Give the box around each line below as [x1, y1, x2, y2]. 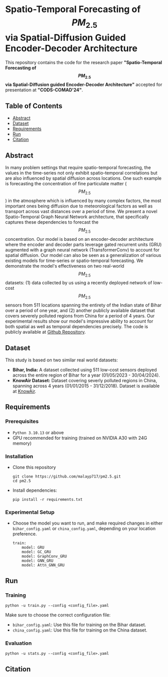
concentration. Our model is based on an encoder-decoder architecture [5, 236, 154, 242]
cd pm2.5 [12, 478, 31, 483]
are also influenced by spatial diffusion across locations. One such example [5, 175, 162, 181]
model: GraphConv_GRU [22, 554, 67, 559]
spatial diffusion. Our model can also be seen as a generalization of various [5, 252, 161, 258]
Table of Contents [5, 101, 63, 110]
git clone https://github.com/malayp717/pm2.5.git [12, 474, 121, 479]
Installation [5, 453, 34, 460]
